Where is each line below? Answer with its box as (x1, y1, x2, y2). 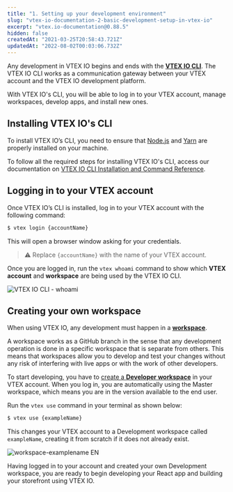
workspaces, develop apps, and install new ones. (7, 98, 148, 105)
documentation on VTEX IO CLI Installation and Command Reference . (7, 165, 206, 173)
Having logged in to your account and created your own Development (7, 462, 207, 470)
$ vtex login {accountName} (7, 224, 89, 231)
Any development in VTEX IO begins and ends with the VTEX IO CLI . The (7, 62, 216, 70)
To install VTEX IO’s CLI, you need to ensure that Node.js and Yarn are (7, 136, 208, 144)
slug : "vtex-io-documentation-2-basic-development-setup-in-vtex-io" (7, 17, 214, 24)
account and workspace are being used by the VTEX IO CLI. (7, 271, 182, 280)
